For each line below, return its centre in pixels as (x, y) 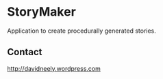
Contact (25, 52)
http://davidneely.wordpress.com (54, 68)
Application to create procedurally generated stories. (81, 31)
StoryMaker (42, 12)
